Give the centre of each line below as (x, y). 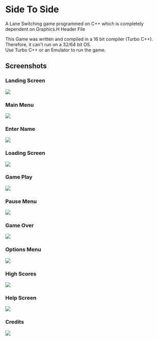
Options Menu (23, 250)
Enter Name (20, 129)
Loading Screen (25, 153)
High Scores (21, 274)
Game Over (20, 226)
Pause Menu (21, 201)
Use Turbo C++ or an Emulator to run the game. (55, 50)
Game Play (19, 177)
